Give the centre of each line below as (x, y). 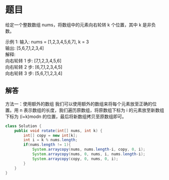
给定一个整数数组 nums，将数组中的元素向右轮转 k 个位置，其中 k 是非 (78, 25)
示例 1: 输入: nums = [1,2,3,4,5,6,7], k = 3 (47, 42)
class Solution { (23, 126)
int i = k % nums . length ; (51, 140)
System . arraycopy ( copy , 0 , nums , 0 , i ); (75, 159)
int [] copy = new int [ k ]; (51, 135)
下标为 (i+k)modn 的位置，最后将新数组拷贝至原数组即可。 (66, 116)
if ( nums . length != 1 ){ (47, 145)
